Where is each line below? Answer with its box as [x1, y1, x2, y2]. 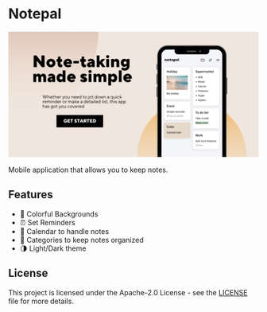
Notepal [8, 5, 62, 23]
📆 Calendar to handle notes [19, 226, 110, 236]
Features [8, 188, 53, 201]
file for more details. [8, 296, 74, 306]
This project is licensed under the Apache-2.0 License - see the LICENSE [8, 287, 248, 297]
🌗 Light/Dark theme [19, 244, 87, 253]
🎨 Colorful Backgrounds [19, 209, 99, 219]
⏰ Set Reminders [19, 217, 75, 227]
